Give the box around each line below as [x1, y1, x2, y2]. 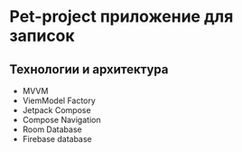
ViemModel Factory [22, 95, 97, 106]
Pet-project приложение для [9, 6, 234, 27]
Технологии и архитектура [9, 62, 169, 77]
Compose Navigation [22, 115, 101, 125]
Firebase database [22, 134, 92, 144]
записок [9, 25, 75, 46]
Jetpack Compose [22, 105, 92, 115]
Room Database [22, 124, 83, 135]
